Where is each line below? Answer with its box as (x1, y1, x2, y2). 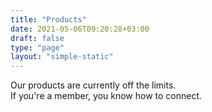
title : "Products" (10, 14, 87, 25)
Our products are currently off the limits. (10, 79, 177, 91)
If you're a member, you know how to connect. (10, 90, 203, 102)
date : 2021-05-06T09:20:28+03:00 (10, 24, 150, 34)
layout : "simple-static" (10, 52, 114, 62)
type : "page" (10, 42, 65, 53)
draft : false (10, 33, 65, 43)
